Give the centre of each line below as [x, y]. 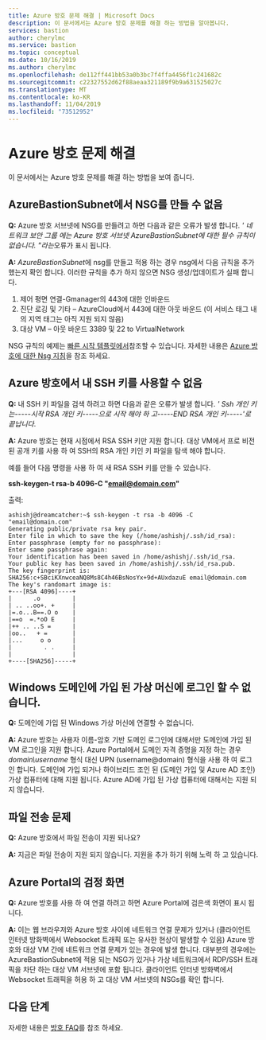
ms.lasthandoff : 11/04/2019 [55, 104]
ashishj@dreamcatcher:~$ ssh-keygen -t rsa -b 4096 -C [101, 515]
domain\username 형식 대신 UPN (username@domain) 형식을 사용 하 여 [123, 760]
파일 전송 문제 [40, 817]
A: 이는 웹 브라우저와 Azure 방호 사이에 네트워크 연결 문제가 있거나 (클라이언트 [130, 929]
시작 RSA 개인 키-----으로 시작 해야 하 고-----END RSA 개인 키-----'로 [141, 414]
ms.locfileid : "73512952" [51, 112]
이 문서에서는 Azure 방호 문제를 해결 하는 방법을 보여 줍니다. [101, 177]
